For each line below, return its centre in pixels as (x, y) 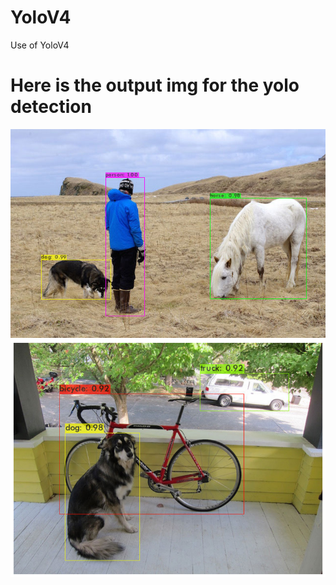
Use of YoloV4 (40, 45)
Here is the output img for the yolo (155, 85)
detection (51, 107)
